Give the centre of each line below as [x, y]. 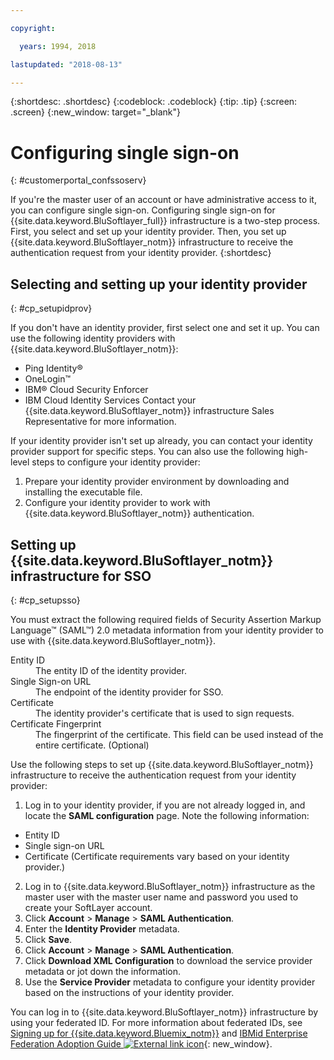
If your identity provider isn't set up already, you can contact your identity [161, 441]
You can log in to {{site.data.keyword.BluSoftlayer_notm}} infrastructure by [164, 1012]
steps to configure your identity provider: [116, 462]
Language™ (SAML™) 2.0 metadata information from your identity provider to [167, 630]
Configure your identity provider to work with [117, 503]
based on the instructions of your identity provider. [129, 992]
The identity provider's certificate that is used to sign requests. [165, 713]
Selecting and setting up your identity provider [159, 284]
